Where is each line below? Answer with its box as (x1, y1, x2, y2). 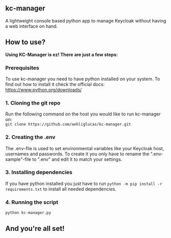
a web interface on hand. (5, 23, 58, 29)
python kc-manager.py (5, 210, 52, 216)
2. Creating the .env (5, 134, 56, 141)
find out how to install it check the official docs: (5, 81, 105, 87)
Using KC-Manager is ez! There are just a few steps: (5, 51, 118, 58)
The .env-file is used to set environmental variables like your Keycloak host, (5, 145, 164, 151)
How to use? (5, 38, 46, 46)
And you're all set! (5, 224, 65, 233)
